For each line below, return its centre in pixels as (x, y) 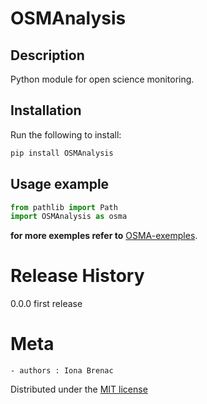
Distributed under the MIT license (79, 389)
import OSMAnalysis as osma (69, 217)
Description (47, 55)
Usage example (60, 184)
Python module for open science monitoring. (102, 79)
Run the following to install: (66, 134)
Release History (77, 276)
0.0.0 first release (46, 304)
